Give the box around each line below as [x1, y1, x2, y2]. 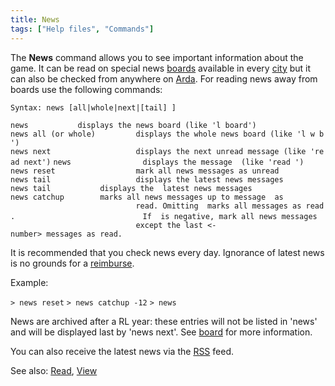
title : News [10, 14, 60, 25]
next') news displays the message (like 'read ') [23, 157, 305, 167]
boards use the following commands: [10, 83, 163, 95]
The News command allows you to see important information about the [10, 51, 304, 63]
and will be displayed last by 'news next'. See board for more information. [10, 326, 313, 338]
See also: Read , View [10, 364, 98, 376]
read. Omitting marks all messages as [135, 201, 302, 211]
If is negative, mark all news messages [142, 211, 318, 221]
